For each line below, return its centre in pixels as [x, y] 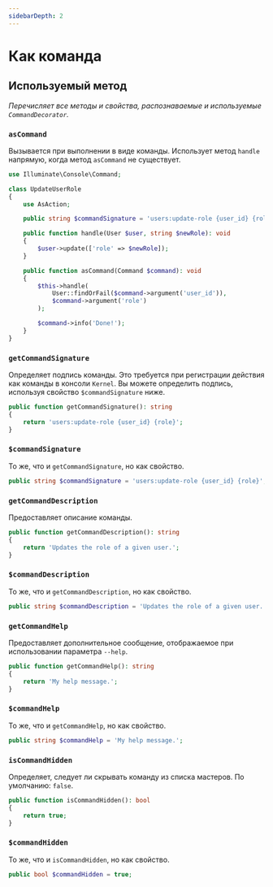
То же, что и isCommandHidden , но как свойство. [89, 859]
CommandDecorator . [39, 114]
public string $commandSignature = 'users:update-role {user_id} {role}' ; [138, 481]
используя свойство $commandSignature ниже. [87, 392]
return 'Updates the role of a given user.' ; [102, 547]
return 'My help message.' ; [70, 681]
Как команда [55, 56]
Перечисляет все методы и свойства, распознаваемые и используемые [135, 106]
